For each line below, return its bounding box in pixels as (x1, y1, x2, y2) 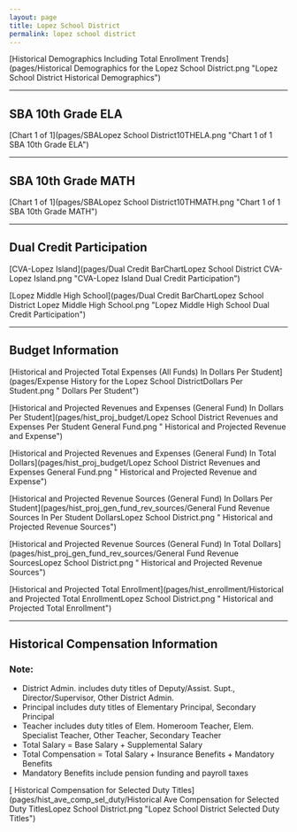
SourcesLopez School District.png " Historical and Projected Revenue (9, 557, 263, 567)
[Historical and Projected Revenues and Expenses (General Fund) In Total (9, 448, 277, 458)
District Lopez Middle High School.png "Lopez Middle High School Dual (9, 299, 270, 310)
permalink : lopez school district (9, 29, 137, 38)
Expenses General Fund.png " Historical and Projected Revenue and (9, 466, 257, 477)
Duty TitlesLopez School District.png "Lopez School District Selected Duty (9, 804, 280, 814)
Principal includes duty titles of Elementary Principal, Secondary (21, 702, 256, 713)
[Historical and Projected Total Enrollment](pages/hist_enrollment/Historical (9, 583, 285, 594)
